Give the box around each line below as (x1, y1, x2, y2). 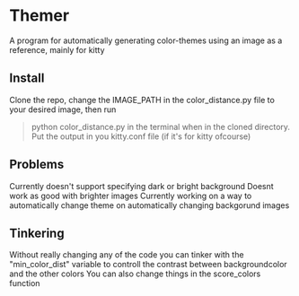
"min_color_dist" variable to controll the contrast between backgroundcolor (9, 259, 287, 270)
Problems (9, 157, 65, 172)
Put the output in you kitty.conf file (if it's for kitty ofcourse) (31, 131, 251, 142)
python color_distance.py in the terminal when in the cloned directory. (31, 121, 290, 132)
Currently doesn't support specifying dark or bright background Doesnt (9, 180, 274, 191)
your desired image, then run (9, 104, 117, 115)
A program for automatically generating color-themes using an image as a (9, 35, 283, 46)
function (9, 278, 40, 289)
